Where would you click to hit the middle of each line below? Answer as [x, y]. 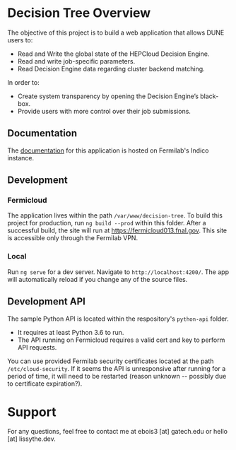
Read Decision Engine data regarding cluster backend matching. [111, 69]
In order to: [24, 82]
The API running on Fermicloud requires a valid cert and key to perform [121, 340]
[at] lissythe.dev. [32, 439]
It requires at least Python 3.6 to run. [71, 332]
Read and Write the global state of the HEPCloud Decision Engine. [113, 54]
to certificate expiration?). [45, 384]
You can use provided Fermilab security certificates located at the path [111, 361]
